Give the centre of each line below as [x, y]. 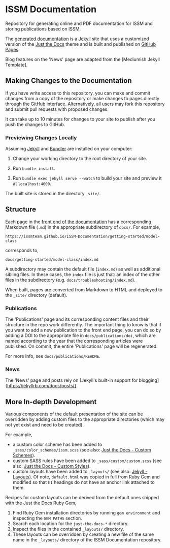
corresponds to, [22, 250]
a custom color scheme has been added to [57, 445]
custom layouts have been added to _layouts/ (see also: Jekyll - [80, 472]
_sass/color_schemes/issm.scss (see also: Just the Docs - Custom [82, 450]
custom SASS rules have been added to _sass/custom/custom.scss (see [87, 461]
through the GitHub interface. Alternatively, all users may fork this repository [85, 104]
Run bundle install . [34, 168]
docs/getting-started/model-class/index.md [52, 260]
